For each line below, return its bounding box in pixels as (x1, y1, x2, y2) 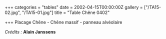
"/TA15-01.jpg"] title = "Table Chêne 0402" (21, 9, 110, 15)
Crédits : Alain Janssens (4, 29, 56, 34)
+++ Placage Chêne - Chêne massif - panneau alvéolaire (4, 19, 122, 25)
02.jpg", (4, 9, 21, 15)
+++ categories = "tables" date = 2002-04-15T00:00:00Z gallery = (4, 4, 143, 10)
